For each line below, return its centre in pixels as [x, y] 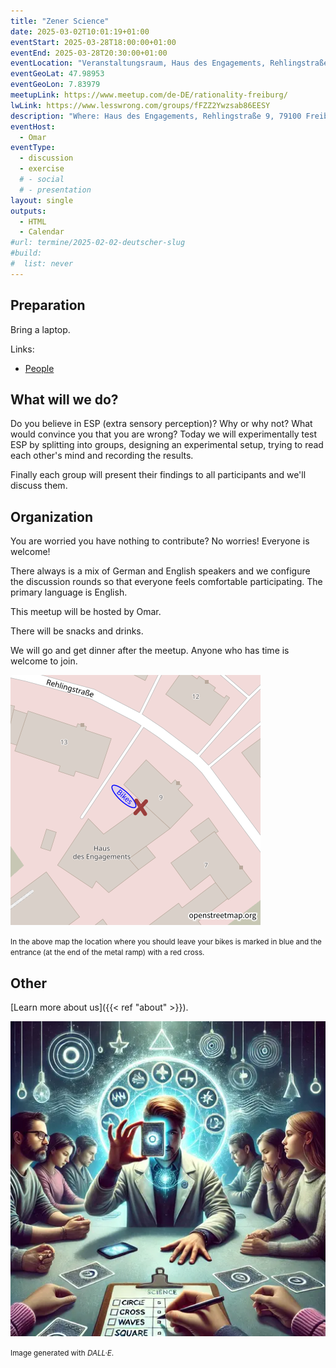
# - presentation [55, 190]
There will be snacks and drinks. [77, 631]
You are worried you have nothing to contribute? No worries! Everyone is [160, 541]
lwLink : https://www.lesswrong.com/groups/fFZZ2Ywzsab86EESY [140, 105]
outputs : [28, 211]
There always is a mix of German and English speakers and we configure [160, 571]
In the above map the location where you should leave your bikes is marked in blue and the [166, 942]
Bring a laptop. [40, 329]
